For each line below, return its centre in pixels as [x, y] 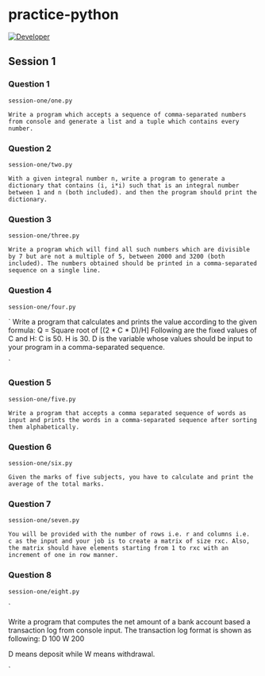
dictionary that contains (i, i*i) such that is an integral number [124, 185]
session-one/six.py [40, 463]
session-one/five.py [42, 399]
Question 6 [30, 447]
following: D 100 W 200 [46, 638]
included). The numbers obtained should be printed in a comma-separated [133, 263]
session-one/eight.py [44, 591]
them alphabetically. [44, 427]
